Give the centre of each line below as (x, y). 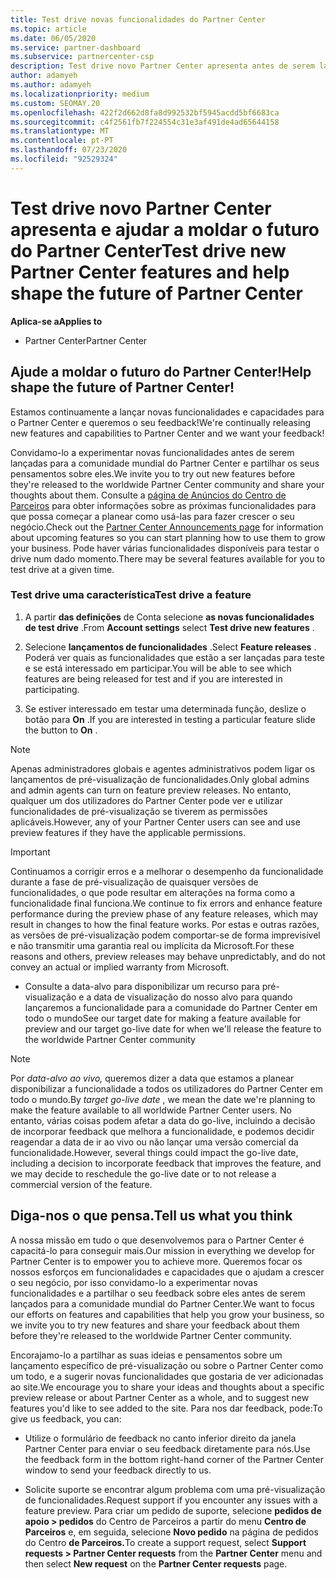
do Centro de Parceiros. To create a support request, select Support (165, 1542)
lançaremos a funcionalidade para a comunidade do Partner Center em (171, 1007)
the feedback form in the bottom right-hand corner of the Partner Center (174, 1459)
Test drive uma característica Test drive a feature (131, 595)
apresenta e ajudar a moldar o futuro (165, 229)
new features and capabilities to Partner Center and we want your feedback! (167, 433)
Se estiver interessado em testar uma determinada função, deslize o (165, 708)
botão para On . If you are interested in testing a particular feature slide (170, 719)
